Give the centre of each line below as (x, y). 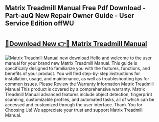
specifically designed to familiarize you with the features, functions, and (78, 68)
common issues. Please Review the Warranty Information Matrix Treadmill (79, 84)
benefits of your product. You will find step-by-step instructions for (73, 73)
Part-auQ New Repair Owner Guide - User (70, 16)
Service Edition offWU (40, 23)
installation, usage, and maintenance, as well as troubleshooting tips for (77, 79)
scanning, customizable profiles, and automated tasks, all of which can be (80, 99)
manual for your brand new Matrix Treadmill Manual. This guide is (71, 63)
